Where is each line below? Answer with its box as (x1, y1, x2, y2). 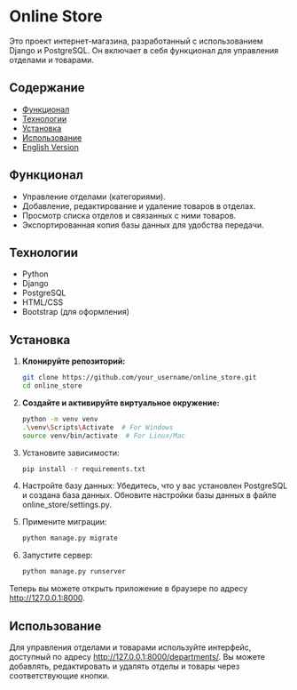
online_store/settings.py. (21, 500, 113, 510)
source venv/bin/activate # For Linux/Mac (21, 431, 186, 440)
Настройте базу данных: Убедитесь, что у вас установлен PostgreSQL (21, 480, 288, 491)
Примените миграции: (21, 517, 107, 527)
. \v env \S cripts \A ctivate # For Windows (21, 422, 174, 432)
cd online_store (21, 381, 82, 390)
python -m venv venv (21, 414, 98, 423)
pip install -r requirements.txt (21, 464, 146, 473)
